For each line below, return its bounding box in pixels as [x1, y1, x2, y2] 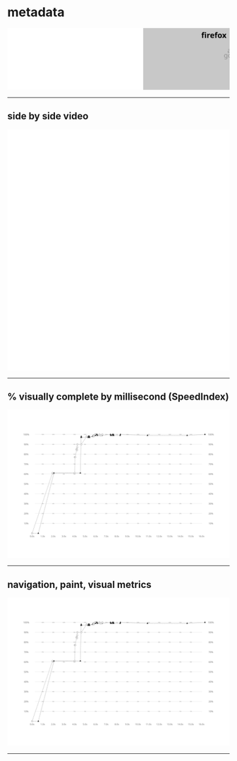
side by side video [7, 110, 89, 122]
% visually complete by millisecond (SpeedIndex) [7, 391, 229, 403]
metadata [7, 4, 65, 20]
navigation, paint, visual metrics [7, 578, 152, 590]
